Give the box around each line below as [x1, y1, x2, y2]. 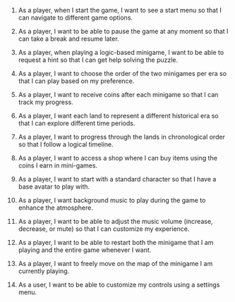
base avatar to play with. [18, 182, 90, 191]
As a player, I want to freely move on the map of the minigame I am [18, 260, 213, 268]
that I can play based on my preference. [18, 77, 135, 85]
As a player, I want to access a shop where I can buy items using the [18, 154, 218, 162]
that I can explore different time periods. [18, 119, 135, 127]
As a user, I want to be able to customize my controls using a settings [18, 281, 220, 289]
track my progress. [18, 98, 73, 106]
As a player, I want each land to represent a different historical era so [18, 112, 219, 120]
